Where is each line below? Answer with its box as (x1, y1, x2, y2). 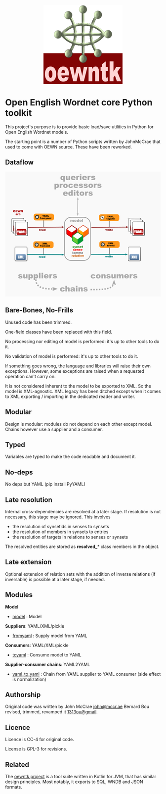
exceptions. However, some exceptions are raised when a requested (5, 368, 144, 374)
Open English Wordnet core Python (5, 97, 153, 108)
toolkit (5, 107, 32, 119)
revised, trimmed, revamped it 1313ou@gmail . (5, 709, 98, 715)
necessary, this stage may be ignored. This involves (5, 514, 111, 520)
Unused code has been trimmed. (5, 319, 72, 325)
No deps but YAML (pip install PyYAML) (5, 481, 85, 487)
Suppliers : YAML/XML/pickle (5, 623, 65, 629)
